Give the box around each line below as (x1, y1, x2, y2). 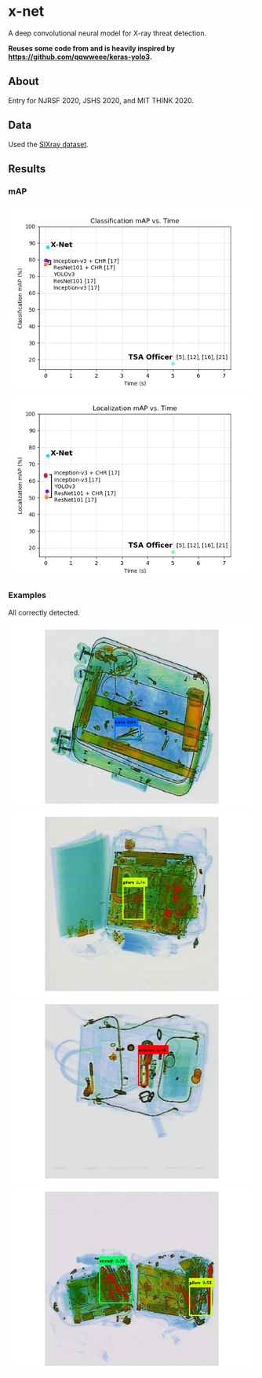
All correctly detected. (8, 608, 80, 617)
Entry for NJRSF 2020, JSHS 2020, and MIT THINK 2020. (8, 95, 195, 105)
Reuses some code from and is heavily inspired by (8, 43, 175, 53)
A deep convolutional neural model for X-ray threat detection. (8, 28, 207, 38)
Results (8, 162, 46, 175)
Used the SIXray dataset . (8, 139, 89, 149)
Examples (8, 589, 47, 600)
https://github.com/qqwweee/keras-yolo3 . (8, 52, 153, 61)
